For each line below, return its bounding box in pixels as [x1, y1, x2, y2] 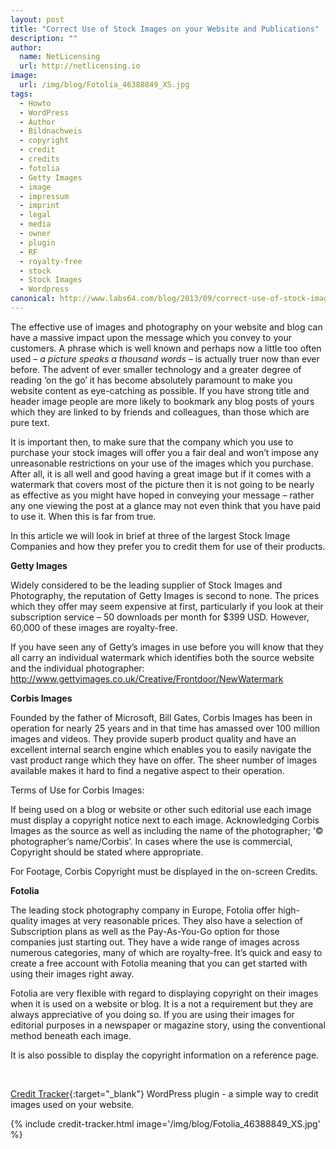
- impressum [19, 191, 70, 201]
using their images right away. [10, 967, 135, 980]
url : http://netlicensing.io [19, 61, 141, 71]
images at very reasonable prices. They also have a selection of [40, 914, 303, 926]
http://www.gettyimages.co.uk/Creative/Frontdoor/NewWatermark [10, 672, 284, 685]
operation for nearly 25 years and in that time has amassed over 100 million [10, 722, 321, 734]
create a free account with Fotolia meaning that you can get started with [10, 957, 308, 969]
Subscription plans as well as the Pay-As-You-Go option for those [10, 925, 280, 937]
